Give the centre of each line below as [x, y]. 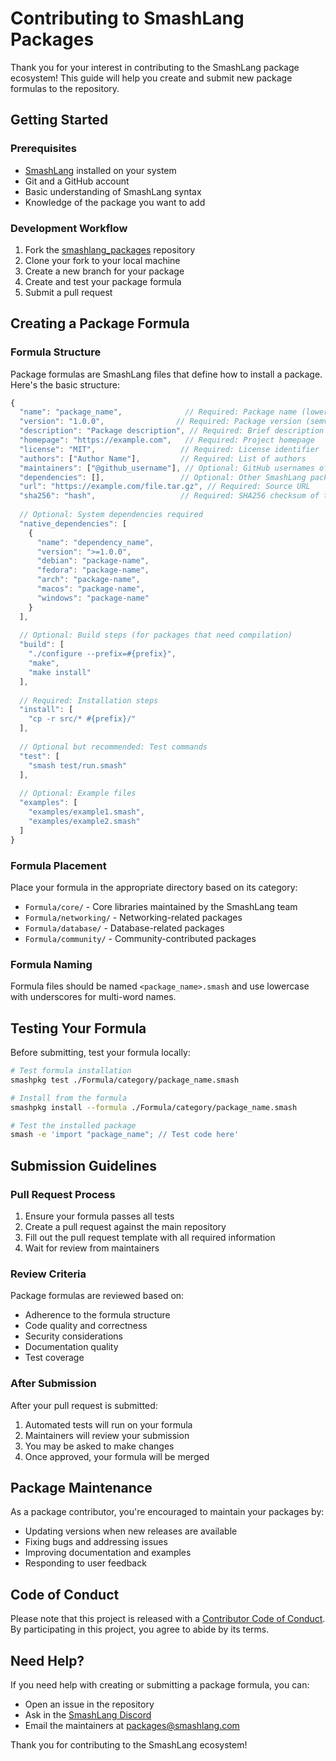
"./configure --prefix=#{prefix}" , [102, 654]
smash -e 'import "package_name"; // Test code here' [125, 1135]
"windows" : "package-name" [93, 598]
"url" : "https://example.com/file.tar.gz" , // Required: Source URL [165, 487]
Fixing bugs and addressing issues [96, 1542]
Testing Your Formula [78, 1028]
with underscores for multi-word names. [93, 997]
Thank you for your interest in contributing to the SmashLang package [155, 67]
